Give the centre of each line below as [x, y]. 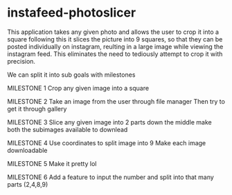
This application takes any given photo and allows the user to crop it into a [113, 32]
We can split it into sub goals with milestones [71, 75]
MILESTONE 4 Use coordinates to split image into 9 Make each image [107, 142]
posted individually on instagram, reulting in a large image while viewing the [115, 46]
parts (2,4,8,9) [28, 184]
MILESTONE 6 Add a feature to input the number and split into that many [111, 177]
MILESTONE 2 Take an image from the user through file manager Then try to [116, 101]
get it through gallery [37, 109]
